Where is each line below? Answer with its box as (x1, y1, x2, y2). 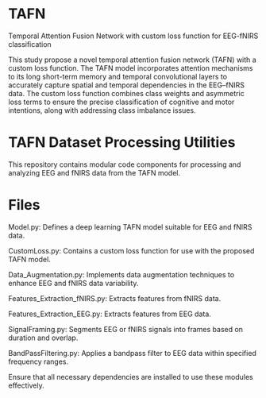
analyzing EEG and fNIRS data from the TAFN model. (8, 168, 181, 177)
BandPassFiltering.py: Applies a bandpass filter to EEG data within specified (8, 348, 256, 357)
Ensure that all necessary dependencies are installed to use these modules (8, 372, 253, 381)
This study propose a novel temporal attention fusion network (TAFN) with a (8, 55, 256, 64)
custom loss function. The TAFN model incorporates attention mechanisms (8, 63, 253, 72)
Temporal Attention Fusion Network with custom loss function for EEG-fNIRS (8, 31, 259, 41)
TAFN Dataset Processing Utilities (8, 133, 236, 152)
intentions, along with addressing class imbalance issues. (8, 105, 196, 115)
